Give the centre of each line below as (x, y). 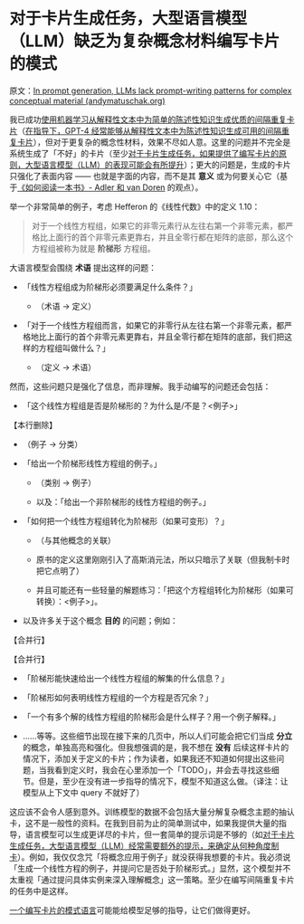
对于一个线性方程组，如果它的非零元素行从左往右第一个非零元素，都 (158, 225)
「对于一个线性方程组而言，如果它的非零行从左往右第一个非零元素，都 (153, 325)
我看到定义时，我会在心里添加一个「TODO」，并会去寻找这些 (159, 769)
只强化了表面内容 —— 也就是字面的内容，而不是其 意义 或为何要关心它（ (145, 176)
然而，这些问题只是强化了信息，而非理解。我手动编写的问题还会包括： (140, 386)
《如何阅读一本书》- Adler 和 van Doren (91, 187)
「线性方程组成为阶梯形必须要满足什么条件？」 (109, 287)
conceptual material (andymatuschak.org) (87, 100)
